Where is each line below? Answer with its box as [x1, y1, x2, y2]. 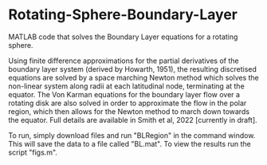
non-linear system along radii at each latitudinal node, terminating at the [8, 81, 245, 91]
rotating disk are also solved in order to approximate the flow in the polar [8, 98, 247, 108]
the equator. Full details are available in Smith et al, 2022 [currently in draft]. [8, 115, 257, 124]
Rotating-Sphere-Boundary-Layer [8, 6, 238, 24]
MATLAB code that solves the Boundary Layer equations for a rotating [8, 32, 238, 41]
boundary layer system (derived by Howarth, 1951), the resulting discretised [8, 64, 257, 73]
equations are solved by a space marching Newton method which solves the [8, 73, 259, 82]
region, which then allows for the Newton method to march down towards [8, 106, 249, 116]
